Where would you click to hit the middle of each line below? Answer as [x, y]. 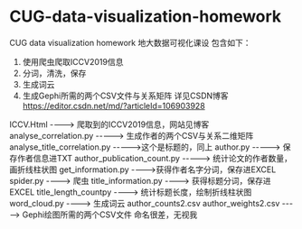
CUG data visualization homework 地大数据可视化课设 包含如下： [130, 42]
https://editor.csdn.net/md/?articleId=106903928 [113, 105]
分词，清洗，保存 [54, 73]
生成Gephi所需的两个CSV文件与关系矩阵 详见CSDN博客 [125, 96]
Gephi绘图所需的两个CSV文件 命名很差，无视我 [110, 215]
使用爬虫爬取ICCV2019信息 [73, 61]
